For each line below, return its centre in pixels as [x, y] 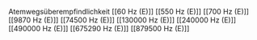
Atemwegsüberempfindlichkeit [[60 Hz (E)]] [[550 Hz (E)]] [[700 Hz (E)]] [128, 12]
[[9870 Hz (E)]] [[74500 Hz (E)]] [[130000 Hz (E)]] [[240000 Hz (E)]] [122, 20]
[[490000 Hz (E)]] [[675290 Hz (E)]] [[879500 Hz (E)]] [99, 28]
